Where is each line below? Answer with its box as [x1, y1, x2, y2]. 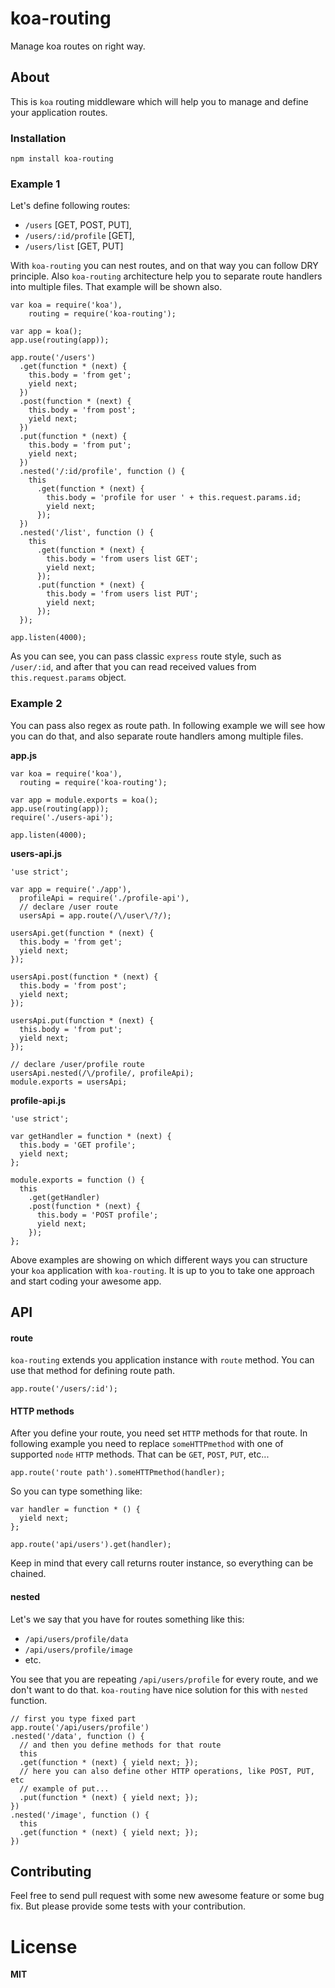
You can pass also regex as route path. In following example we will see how [10, 719, 326, 731]
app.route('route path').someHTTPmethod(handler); [10, 1468, 226, 1478]
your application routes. [10, 106, 108, 118]
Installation [10, 131, 67, 145]
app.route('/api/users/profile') [10, 1722, 150, 1732]
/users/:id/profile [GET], [24, 230, 135, 242]
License [10, 1935, 78, 1958]
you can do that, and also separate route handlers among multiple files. [10, 730, 304, 742]
